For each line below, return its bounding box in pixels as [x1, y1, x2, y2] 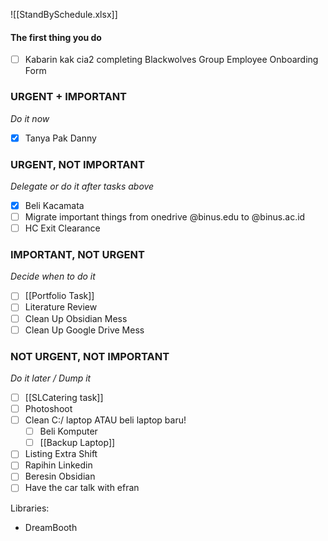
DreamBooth [24, 521, 78, 533]
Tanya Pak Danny [24, 132, 97, 144]
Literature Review [24, 301, 98, 313]
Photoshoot [24, 403, 73, 415]
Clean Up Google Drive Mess [24, 324, 145, 336]
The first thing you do [10, 31, 102, 43]
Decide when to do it [10, 270, 96, 283]
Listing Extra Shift [24, 448, 98, 460]
